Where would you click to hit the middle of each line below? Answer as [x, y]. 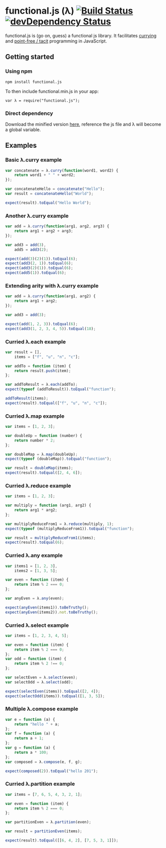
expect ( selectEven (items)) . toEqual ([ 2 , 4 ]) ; [53, 691]
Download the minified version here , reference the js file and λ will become [83, 124]
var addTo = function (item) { [38, 366]
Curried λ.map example [35, 416]
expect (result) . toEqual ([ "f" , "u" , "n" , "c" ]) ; [56, 403]
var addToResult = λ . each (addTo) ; [42, 385]
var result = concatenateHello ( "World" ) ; [49, 194]
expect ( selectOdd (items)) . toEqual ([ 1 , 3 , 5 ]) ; [55, 696]
